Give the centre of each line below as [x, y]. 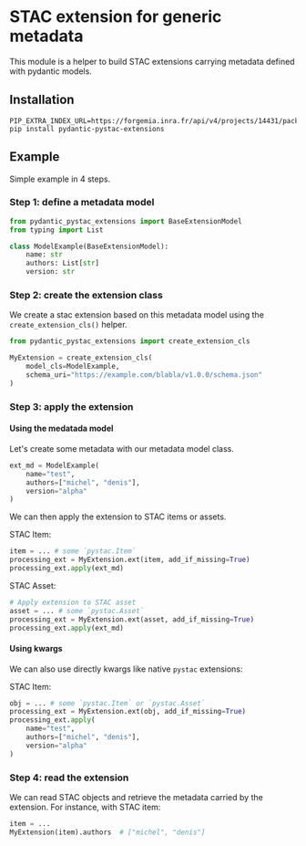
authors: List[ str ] [63, 263]
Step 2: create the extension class [87, 296]
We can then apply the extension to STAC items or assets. [118, 517]
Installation [42, 100]
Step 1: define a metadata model [82, 203]
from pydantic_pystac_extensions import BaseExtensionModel [126, 221]
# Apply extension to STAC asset [73, 602]
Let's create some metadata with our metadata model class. [122, 448]
